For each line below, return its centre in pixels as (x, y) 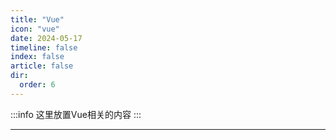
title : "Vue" (37, 19)
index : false (37, 57)
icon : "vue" (35, 29)
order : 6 (37, 85)
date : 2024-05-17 (46, 38)
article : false (42, 66)
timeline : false (44, 47)
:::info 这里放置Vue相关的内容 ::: (76, 114)
